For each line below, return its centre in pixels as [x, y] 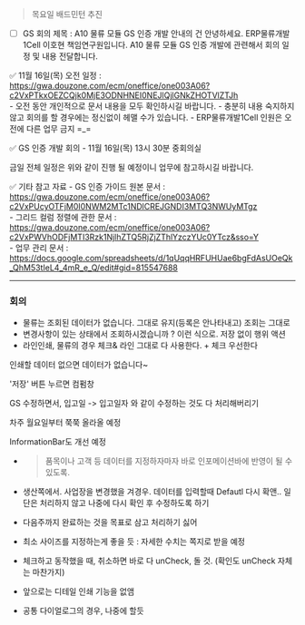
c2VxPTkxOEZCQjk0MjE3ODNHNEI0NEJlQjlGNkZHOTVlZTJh [124, 95]
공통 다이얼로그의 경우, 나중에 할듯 [83, 610]
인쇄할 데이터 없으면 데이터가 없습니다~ [79, 365]
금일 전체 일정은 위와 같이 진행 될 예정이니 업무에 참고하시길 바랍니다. [132, 168]
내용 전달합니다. [70, 56]
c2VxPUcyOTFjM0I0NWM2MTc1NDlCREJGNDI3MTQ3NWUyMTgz [133, 207]
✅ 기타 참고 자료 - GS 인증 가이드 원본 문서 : [88, 187]
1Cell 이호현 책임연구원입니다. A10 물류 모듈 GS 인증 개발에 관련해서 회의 [151, 45]
